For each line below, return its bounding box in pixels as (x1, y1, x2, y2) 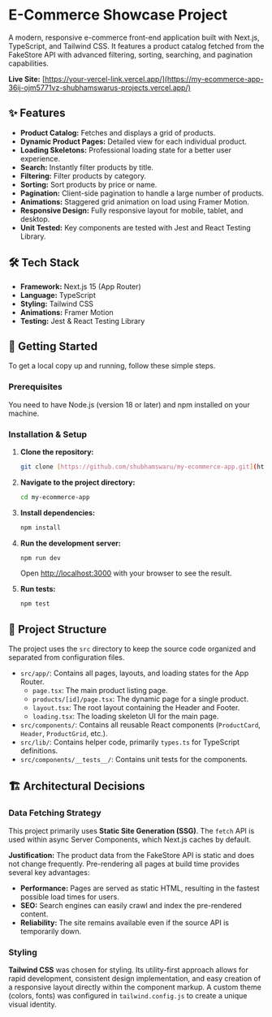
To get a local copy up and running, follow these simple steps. (8, 361, 216, 371)
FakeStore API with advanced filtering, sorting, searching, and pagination (8, 50, 253, 59)
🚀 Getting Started (8, 339, 98, 353)
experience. (19, 153, 61, 163)
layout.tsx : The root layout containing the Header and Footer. (32, 703, 240, 713)
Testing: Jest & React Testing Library (19, 316, 145, 325)
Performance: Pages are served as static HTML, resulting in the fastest (19, 883, 260, 893)
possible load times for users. (19, 891, 119, 902)
